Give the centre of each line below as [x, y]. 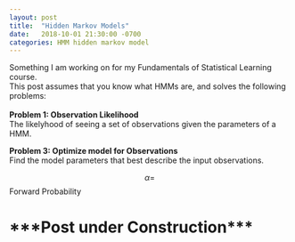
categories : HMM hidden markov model [79, 42]
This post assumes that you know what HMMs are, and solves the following [148, 86]
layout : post [33, 17]
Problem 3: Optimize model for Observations [94, 151]
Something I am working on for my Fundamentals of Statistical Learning [140, 68]
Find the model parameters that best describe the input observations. [137, 160]
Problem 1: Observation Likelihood [74, 115]
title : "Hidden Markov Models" [69, 26]
